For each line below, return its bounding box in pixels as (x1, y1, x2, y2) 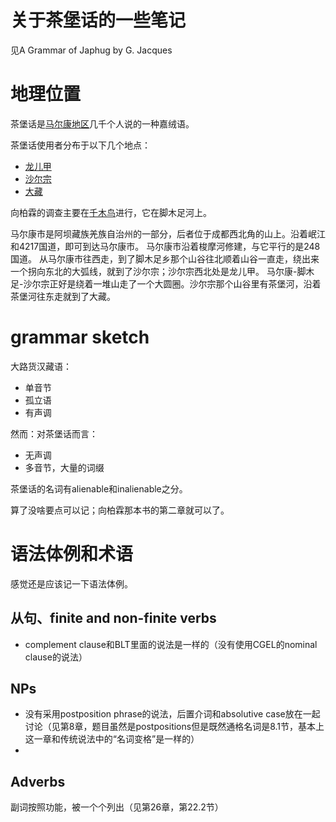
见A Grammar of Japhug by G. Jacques (10, 44, 173, 56)
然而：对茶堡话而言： (10, 427, 98, 440)
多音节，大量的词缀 (24, 461, 105, 473)
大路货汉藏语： (10, 360, 72, 372)
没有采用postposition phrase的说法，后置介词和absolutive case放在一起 (24, 708, 321, 720)
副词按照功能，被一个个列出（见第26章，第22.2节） (10, 801, 224, 813)
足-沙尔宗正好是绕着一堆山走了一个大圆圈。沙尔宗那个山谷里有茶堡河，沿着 (10, 277, 322, 290)
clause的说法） (24, 651, 88, 663)
